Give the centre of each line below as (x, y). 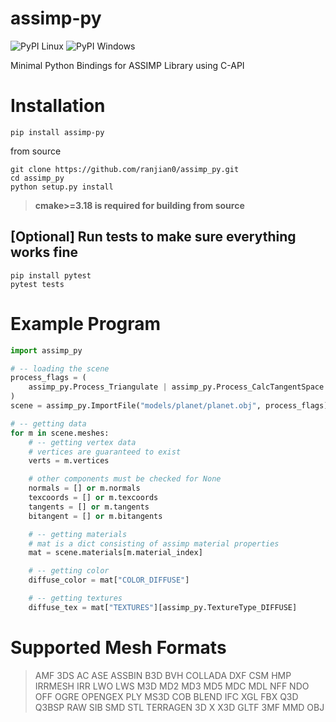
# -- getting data (48, 423)
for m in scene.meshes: (60, 433)
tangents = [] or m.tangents (89, 507)
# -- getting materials (78, 534)
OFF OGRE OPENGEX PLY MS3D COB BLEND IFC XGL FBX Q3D (166, 696)
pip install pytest (51, 275)
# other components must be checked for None (125, 479)
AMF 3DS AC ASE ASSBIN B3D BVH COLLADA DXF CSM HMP (163, 675)
